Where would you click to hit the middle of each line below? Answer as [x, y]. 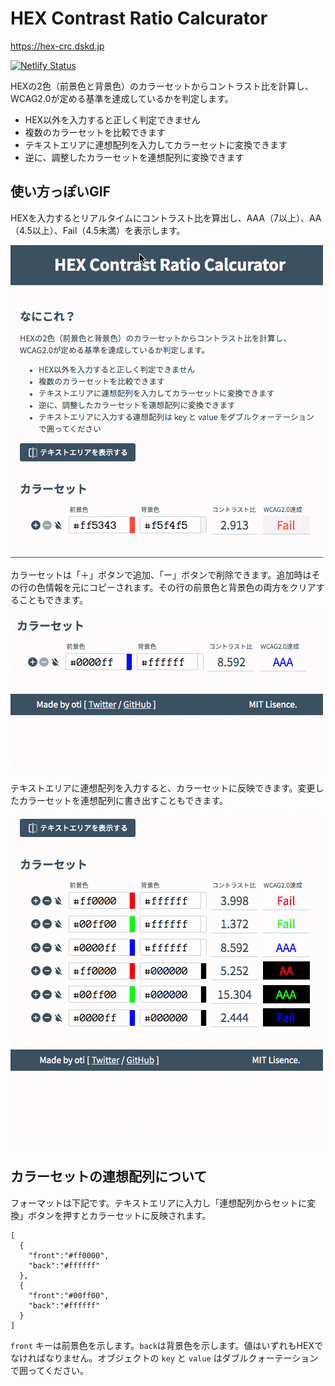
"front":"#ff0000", [69, 1255]
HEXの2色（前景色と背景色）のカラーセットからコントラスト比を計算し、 [162, 86]
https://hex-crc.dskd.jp [57, 46]
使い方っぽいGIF [60, 192]
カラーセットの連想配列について [109, 1177]
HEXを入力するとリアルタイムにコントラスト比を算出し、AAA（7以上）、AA [166, 218]
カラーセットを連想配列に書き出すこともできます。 [123, 800]
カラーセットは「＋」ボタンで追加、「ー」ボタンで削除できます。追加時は [161, 574]
